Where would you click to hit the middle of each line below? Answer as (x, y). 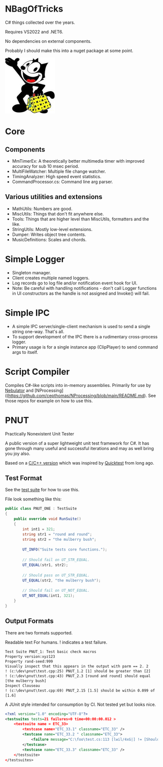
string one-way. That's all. (38, 332)
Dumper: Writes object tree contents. (49, 234)
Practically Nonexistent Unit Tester (40, 434)
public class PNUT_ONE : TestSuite (41, 509)
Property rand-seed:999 (29, 661)
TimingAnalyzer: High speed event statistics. (57, 176)
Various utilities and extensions (54, 197)
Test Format (24, 478)
